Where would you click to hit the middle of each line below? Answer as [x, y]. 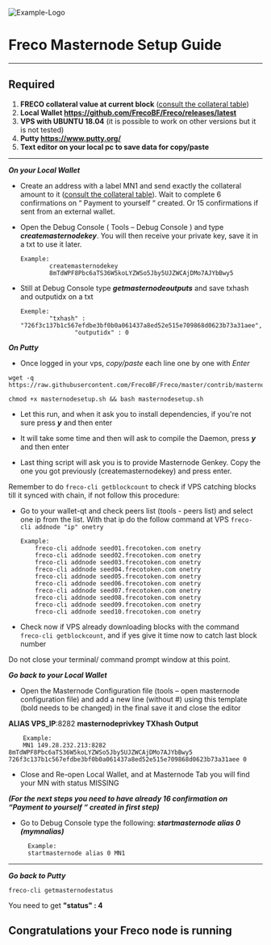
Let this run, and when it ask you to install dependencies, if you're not [135, 414]
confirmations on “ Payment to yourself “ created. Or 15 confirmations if [139, 202]
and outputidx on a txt [57, 296]
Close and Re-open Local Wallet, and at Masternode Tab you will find [135, 774]
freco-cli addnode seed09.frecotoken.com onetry [118, 605]
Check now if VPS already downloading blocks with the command [129, 627]
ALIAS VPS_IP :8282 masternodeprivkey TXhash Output [104, 723]
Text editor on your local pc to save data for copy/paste [115, 147]
